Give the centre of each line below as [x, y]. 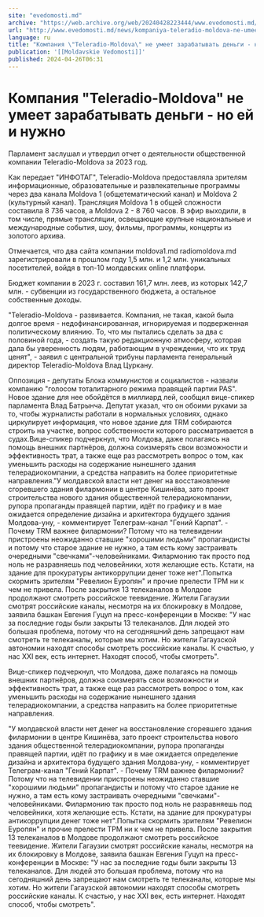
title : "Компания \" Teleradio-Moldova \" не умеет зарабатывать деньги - [130, 45]
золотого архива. [37, 235]
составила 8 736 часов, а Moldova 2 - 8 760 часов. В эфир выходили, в [127, 210]
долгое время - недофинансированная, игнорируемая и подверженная [128, 323]
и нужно [37, 132]
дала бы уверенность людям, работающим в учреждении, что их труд [127, 348]
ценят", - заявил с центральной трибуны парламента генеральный [120, 357]
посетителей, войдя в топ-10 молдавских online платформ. [107, 268]
